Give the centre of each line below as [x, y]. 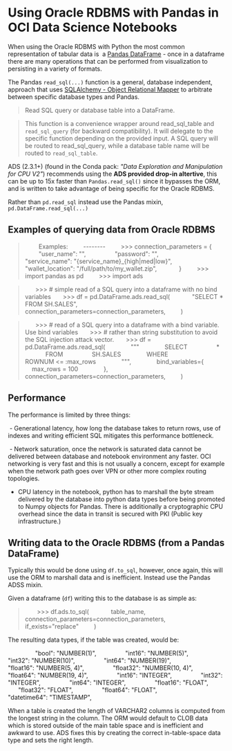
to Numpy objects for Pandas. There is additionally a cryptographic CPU [120, 506]
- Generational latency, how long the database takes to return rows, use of [115, 428]
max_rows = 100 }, [70, 369]
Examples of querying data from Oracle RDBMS [112, 230]
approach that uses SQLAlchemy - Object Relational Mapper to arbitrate [110, 89]
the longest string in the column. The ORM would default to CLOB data [108, 718]
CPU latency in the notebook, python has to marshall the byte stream [116, 491]
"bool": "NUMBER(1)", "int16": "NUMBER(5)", [112, 653]
